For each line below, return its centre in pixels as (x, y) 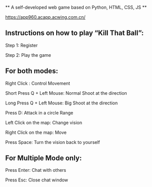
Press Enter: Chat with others (36, 170)
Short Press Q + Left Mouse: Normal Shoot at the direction (66, 93)
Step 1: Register (22, 45)
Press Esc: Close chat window (37, 180)
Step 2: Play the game (28, 55)
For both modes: (32, 71)
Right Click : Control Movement (38, 83)
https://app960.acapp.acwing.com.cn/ (45, 17)
